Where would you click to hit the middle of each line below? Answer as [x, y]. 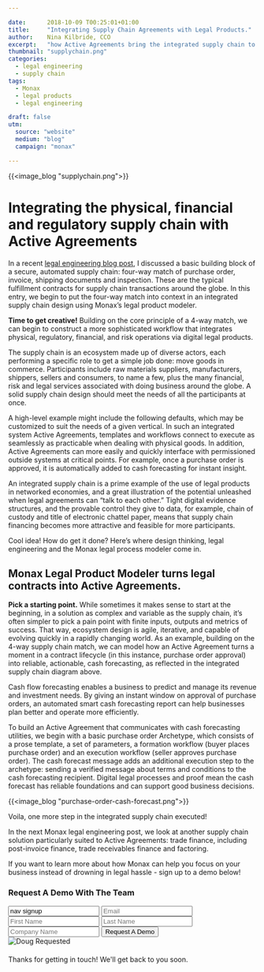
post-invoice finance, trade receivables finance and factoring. [108, 849]
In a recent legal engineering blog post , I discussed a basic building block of [132, 263]
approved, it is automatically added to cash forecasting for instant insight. [128, 468]
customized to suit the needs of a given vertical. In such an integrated [121, 426]
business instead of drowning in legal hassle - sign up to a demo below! [125, 873]
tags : [17, 81]
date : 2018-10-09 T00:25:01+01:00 [74, 22]
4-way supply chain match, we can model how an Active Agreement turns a [131, 646]
